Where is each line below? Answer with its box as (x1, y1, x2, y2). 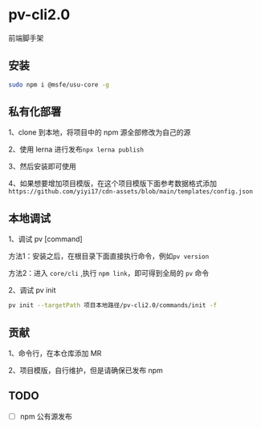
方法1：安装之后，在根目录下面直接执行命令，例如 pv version (8, 251, 210, 261)
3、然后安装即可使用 (8, 162, 76, 172)
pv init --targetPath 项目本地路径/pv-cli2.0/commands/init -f (8, 302, 217, 310)
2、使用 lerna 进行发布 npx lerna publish (8, 144, 145, 154)
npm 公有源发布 (19, 411, 72, 421)
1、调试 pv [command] (8, 234, 83, 244)
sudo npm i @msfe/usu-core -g (8, 80, 110, 89)
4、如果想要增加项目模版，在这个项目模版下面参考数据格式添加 (8, 179, 218, 188)
